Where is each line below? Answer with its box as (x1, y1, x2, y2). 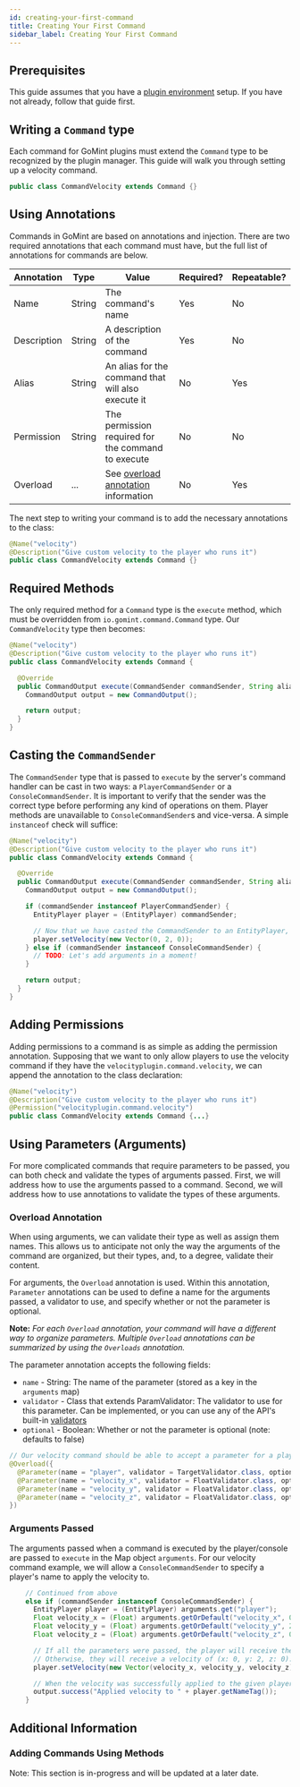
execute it (104, 393, 146, 405)
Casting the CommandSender (9, 748, 156, 763)
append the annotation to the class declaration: (9, 1069, 183, 1080)
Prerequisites (9, 63, 86, 78)
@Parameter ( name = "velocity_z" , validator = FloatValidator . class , (17, 1493, 278, 1502)
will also (104, 382, 139, 395)
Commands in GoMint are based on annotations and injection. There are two (9, 230, 290, 242)
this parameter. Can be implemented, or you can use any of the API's (21, 1406, 276, 1417)
